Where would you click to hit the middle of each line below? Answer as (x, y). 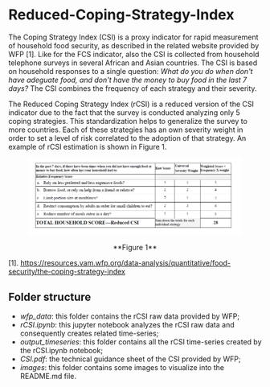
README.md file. (48, 377)
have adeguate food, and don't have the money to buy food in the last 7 (128, 80)
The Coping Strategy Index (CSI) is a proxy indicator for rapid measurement (133, 37)
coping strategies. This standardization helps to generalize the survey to (128, 121)
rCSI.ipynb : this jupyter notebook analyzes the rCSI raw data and (127, 325)
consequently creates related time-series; (89, 333)
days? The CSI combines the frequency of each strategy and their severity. (133, 88)
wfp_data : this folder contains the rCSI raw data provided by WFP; (129, 316)
